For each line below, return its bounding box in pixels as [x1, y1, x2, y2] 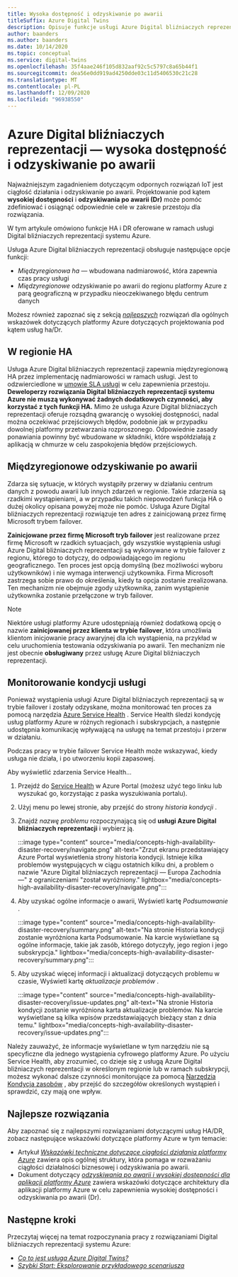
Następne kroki [7, 1213, 76, 1226]
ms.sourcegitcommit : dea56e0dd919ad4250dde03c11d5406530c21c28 [7, 69, 198, 77]
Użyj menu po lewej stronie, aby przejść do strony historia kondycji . [17, 803, 217, 811]
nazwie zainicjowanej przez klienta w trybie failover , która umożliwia [7, 626, 212, 634]
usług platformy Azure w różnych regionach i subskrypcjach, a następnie [7, 718, 220, 726]
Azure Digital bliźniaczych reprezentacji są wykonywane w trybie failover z [7, 546, 225, 554]
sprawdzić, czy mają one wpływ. [7, 1087, 103, 1096]
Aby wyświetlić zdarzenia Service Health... [7, 768, 132, 777]
